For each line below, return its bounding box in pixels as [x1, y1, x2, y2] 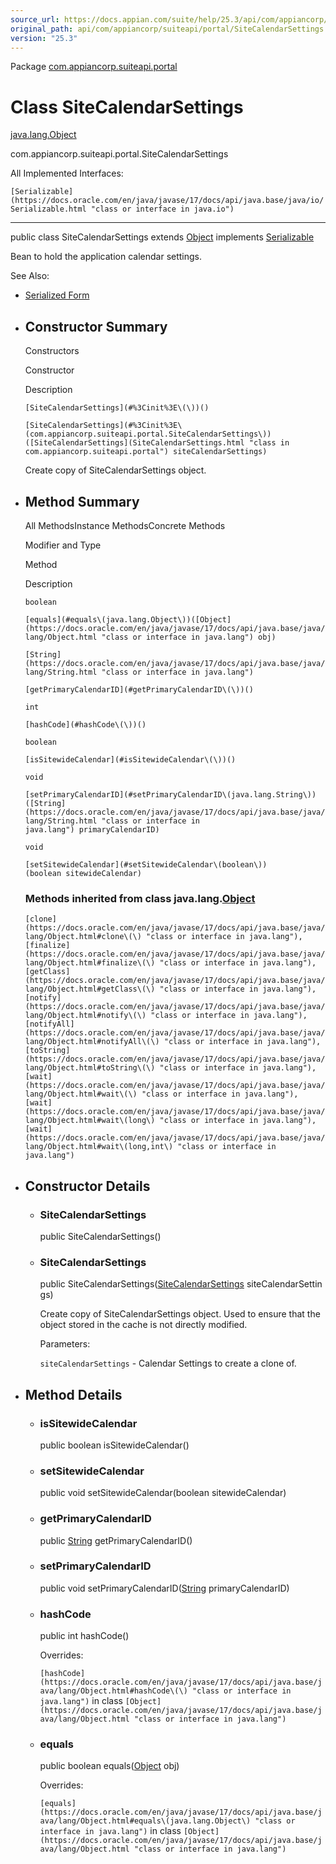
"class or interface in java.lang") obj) [101, 632, 277, 642]
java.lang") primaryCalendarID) [24, 824, 160, 835]
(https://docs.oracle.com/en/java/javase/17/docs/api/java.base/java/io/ [10, 196, 325, 206]
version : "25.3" [10, 33, 78, 43]
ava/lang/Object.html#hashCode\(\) [39, 1686, 188, 1696]
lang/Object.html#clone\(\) [24, 932, 142, 942]
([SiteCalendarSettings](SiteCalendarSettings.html [24, 438, 245, 448]
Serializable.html [10, 204, 87, 215]
